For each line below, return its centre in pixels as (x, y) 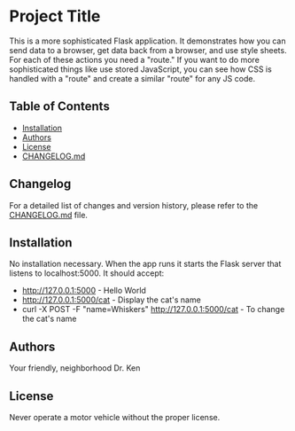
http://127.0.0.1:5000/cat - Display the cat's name (111, 300)
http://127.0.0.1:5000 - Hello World (84, 291)
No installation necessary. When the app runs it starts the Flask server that (145, 264)
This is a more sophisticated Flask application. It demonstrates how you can (147, 41)
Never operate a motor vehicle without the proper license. (115, 417)
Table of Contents (60, 107)
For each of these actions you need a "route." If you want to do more (134, 59)
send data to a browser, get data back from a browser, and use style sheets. (148, 50)
